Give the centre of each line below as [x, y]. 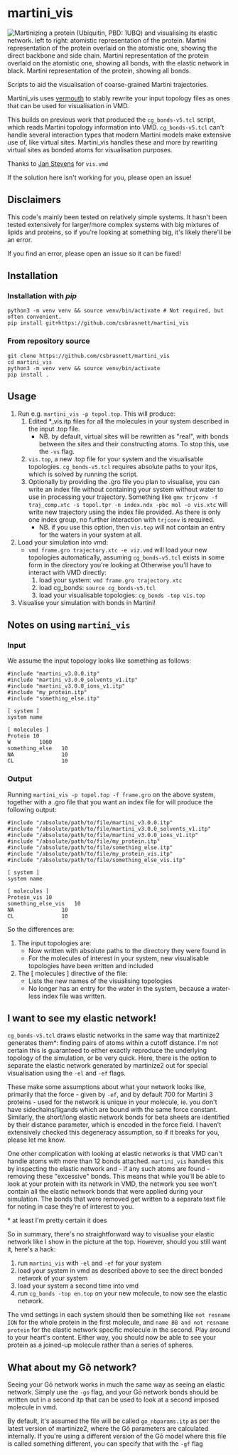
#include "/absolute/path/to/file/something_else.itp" [90, 847]
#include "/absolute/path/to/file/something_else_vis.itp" [97, 860]
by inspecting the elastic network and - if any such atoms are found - [109, 1169]
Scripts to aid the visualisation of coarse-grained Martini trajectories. [108, 84]
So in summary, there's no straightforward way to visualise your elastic [111, 1234]
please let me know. [37, 1140]
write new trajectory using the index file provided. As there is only [125, 512]
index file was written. [74, 996]
